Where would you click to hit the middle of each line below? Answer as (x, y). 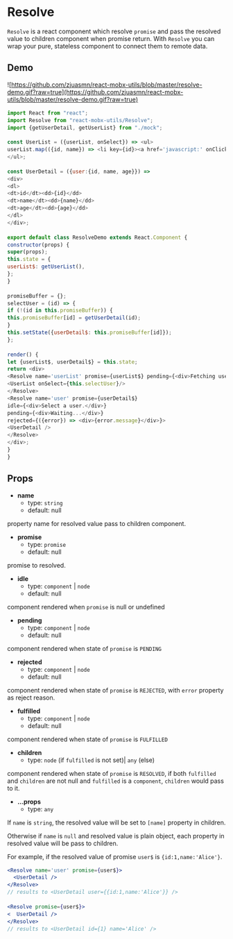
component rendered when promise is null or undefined (86, 607)
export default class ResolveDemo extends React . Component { (97, 237)
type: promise (47, 544)
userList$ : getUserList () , (46, 267)
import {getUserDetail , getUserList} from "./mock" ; (85, 128)
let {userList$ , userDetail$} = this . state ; (72, 362)
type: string (45, 502)
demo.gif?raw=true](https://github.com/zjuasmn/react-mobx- (95, 92)
